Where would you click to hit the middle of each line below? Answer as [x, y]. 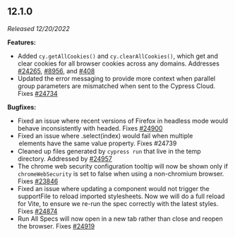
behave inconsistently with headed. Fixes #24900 [90, 128]
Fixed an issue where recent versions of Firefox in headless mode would [122, 121]
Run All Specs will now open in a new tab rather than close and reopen [120, 219]
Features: [22, 42]
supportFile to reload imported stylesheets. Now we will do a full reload [121, 196]
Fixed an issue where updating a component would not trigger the [113, 188]
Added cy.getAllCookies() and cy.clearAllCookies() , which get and [118, 56]
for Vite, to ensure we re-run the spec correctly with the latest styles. [118, 203]
